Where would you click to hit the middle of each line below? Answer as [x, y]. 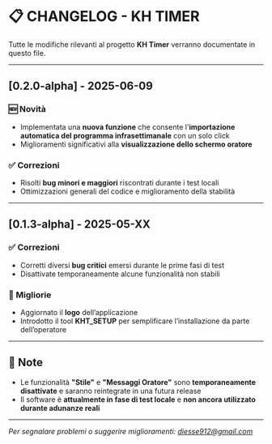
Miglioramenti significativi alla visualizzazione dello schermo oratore [136, 144]
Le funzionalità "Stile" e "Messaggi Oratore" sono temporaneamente [138, 382]
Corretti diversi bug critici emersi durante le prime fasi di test [122, 265]
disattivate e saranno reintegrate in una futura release [110, 391]
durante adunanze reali [60, 408]
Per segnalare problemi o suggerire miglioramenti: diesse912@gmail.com [131, 431]
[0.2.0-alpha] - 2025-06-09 [81, 86]
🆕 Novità [27, 109]
